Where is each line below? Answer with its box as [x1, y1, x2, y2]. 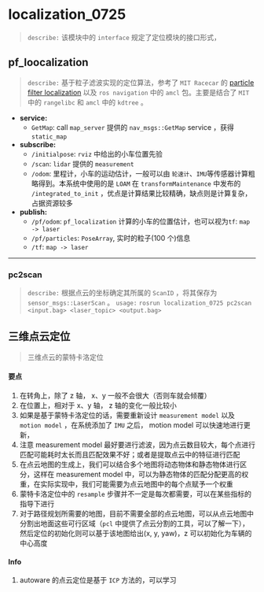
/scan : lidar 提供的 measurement [31, 159, 134, 168]
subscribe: [19, 139, 57, 149]
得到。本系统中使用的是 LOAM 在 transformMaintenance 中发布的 [38, 179, 241, 188]
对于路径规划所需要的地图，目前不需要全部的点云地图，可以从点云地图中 [19, 509, 254, 519]
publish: [19, 207, 47, 216]
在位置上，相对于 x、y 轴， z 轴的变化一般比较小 [19, 401, 177, 410]
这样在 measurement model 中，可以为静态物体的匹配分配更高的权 [33, 470, 249, 479]
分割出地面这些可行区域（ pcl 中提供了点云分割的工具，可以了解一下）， [19, 519, 250, 528]
